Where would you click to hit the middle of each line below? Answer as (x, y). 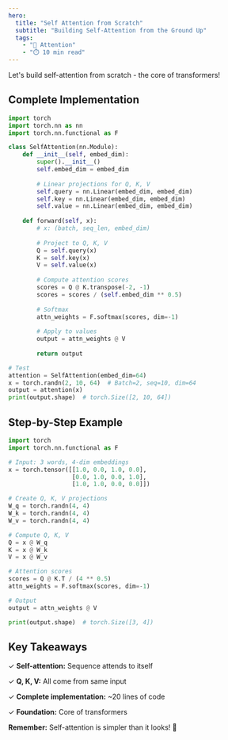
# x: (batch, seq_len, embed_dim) (93, 228)
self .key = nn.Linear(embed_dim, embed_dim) (111, 199)
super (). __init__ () (69, 162)
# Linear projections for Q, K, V (93, 184)
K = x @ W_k (28, 550)
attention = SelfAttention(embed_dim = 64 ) (78, 375)
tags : (25, 38)
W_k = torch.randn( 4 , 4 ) (49, 513)
